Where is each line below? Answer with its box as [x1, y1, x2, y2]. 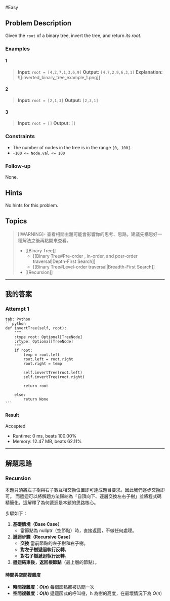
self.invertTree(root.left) [23, 370, 82, 375]
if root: [14, 348, 33, 353]
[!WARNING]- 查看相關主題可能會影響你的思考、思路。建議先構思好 [17, 231, 158, 237]
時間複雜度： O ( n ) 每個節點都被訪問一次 [12, 584, 95, 590]
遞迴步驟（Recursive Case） [12, 534, 73, 540]
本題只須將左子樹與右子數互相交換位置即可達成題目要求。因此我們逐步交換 [5, 487, 160, 493]
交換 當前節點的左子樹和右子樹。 [20, 540, 89, 546]
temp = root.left [23, 352, 60, 357]
